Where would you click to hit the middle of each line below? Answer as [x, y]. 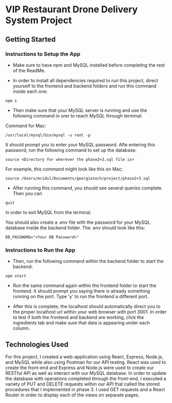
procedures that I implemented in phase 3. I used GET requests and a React [85, 389]
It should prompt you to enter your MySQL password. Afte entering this [80, 144]
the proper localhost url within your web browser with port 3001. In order [90, 312]
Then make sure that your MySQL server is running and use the [80, 110]
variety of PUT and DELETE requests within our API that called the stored [83, 384]
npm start [16, 276]
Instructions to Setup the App [43, 54]
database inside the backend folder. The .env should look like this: [75, 227]
